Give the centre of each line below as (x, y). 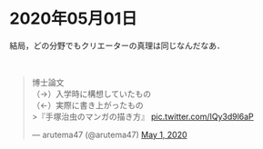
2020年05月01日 (74, 19)
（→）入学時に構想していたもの (91, 94)
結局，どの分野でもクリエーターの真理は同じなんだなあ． (117, 45)
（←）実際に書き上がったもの (87, 104)
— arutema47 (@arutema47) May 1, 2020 (110, 134)
